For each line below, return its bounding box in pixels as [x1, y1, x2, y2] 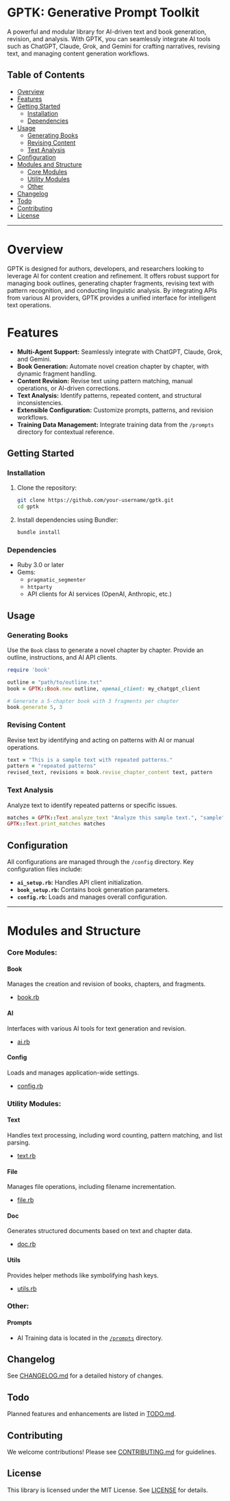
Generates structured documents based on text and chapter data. [7, 1227, 193, 1235]
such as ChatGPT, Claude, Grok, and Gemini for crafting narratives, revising [7, 42, 220, 50]
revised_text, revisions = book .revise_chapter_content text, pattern [7, 769, 213, 776]
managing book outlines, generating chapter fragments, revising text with [7, 279, 214, 287]
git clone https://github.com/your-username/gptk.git [16, 497, 174, 504]
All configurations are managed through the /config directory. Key [7, 858, 194, 866]
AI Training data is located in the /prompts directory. [16, 1334, 163, 1342]
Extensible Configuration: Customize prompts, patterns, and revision [16, 406, 214, 414]
